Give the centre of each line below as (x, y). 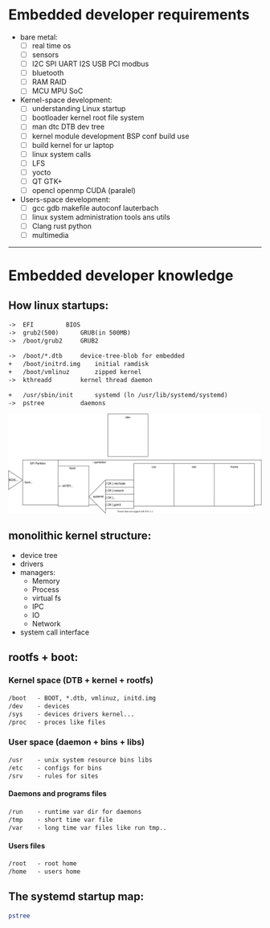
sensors (45, 55)
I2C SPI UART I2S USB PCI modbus (90, 64)
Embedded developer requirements (129, 15)
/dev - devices (39, 706)
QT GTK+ (47, 181)
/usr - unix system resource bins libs (80, 760)
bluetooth (48, 73)
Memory (46, 581)
